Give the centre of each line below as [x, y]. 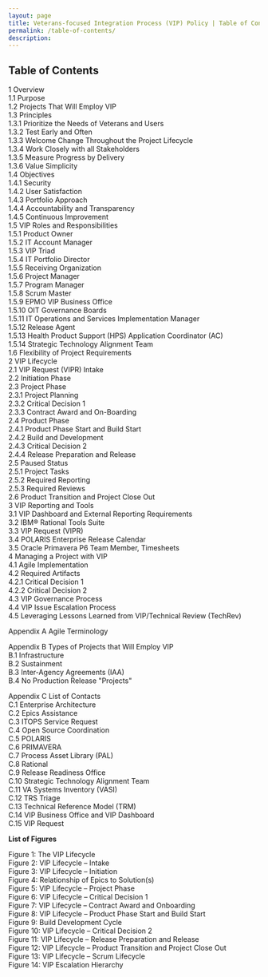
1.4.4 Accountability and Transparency [72, 209]
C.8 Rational [28, 765]
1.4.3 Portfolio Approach [48, 200]
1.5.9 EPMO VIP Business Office [61, 302]
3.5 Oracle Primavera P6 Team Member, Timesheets [94, 548]
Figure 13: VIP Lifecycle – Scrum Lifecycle [77, 956]
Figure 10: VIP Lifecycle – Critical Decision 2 [81, 931]
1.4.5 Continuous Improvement [59, 217]
